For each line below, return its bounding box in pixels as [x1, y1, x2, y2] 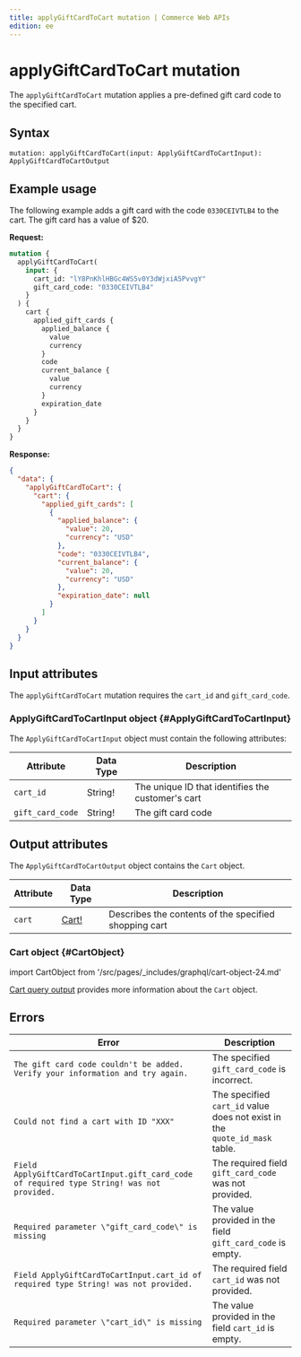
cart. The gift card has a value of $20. [9, 214, 150, 225]
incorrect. [211, 1074, 254, 1086]
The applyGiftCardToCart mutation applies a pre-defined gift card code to [9, 90, 282, 100]
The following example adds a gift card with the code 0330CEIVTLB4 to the [9, 205, 279, 216]
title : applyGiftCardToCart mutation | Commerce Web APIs [9, 13, 230, 22]
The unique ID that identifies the [133, 780, 270, 793]
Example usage [9, 181, 97, 196]
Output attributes [9, 836, 108, 852]
